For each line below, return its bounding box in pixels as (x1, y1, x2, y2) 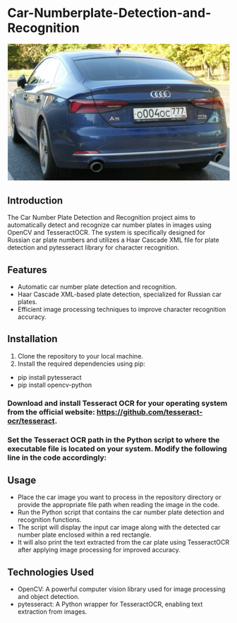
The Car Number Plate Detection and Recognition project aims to (7, 214, 196, 222)
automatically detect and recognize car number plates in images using (7, 221, 212, 229)
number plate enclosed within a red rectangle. (17, 530, 152, 539)
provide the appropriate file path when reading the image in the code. (17, 501, 220, 509)
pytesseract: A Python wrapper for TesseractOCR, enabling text (17, 600, 203, 609)
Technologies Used (7, 566, 94, 578)
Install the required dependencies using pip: (17, 359, 146, 368)
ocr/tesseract (7, 416, 55, 426)
